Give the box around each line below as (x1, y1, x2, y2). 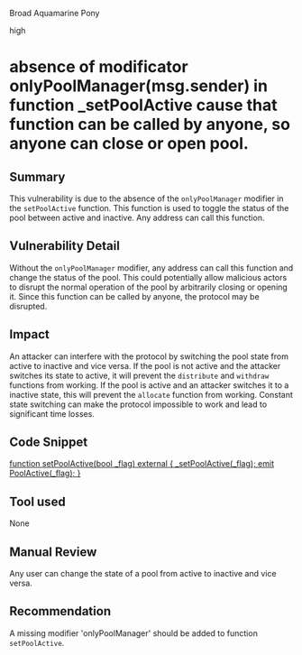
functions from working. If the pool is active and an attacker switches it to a (9, 379, 289, 391)
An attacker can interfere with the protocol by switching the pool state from (9, 351, 288, 362)
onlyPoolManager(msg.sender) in (9, 76, 269, 97)
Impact (9, 327, 50, 342)
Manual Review (9, 544, 97, 559)
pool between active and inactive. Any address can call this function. (9, 212, 265, 223)
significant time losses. (9, 408, 95, 419)
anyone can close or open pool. (9, 134, 250, 154)
